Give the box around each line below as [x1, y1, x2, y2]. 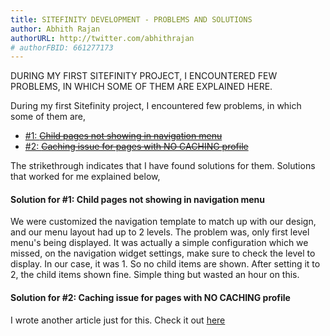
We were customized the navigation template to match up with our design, [10, 216, 317, 228]
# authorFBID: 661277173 [10, 42, 114, 53]
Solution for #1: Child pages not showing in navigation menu [10, 193, 265, 205]
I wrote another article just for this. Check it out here [10, 314, 226, 326]
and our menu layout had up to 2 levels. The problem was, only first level [10, 226, 310, 238]
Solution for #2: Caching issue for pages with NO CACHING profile [10, 292, 291, 304]
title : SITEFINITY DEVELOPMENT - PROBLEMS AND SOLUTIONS [10, 14, 253, 25]
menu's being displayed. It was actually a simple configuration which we [10, 237, 309, 249]
